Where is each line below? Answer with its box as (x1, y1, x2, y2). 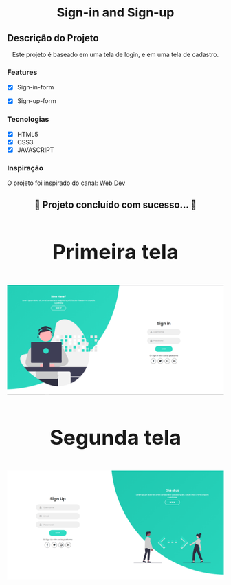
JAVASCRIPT (16, 146, 54, 154)
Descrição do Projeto (7, 32, 99, 44)
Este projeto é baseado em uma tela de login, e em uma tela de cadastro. (12, 50, 219, 58)
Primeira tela (52, 239, 179, 265)
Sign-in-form (16, 83, 54, 91)
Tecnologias (7, 115, 49, 124)
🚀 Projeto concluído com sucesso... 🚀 (34, 199, 197, 210)
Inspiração (7, 163, 43, 173)
